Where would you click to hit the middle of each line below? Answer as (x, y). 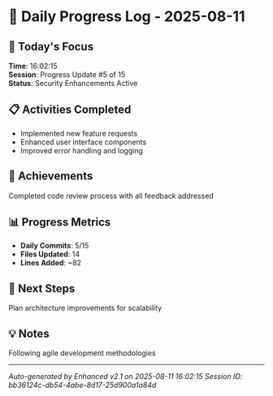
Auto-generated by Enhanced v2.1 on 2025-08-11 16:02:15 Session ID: (126, 377)
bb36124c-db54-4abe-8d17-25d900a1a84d (82, 385)
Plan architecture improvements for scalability (85, 308)
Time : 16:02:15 (33, 66)
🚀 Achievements (51, 176)
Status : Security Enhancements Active (73, 83)
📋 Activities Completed (70, 110)
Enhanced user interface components (83, 142)
